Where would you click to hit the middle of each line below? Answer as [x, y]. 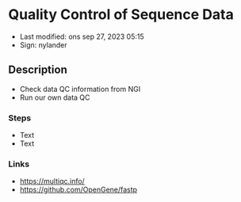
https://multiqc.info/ [52, 181]
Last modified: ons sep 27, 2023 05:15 [82, 36]
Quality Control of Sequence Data [121, 15]
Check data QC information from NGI [80, 89]
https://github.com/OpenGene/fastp [78, 190]
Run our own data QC [55, 97]
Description [38, 70]
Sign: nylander [43, 44]
